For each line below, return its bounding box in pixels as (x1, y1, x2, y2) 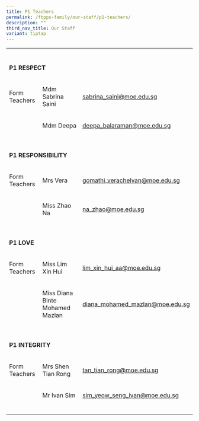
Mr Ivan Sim (42, 391, 76, 400)
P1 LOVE (9, 238, 34, 247)
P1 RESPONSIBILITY (9, 151, 68, 160)
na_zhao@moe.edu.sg (82, 205, 145, 213)
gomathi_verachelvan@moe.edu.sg (82, 176, 181, 184)
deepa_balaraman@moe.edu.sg (82, 122, 171, 130)
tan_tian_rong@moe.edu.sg (82, 366, 159, 374)
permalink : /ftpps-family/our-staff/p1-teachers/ (6, 14, 131, 20)
